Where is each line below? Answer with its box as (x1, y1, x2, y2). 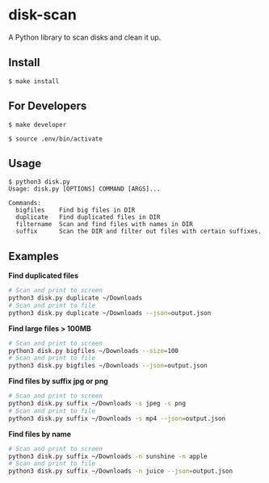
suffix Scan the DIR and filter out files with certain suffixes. (15, 228, 263, 236)
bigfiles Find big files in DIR (15, 206, 136, 215)
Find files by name (8, 429, 71, 439)
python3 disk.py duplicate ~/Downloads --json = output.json (8, 309, 212, 317)
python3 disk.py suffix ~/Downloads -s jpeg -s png (8, 400, 186, 408)
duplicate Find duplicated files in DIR (15, 213, 161, 221)
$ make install (8, 77, 60, 86)
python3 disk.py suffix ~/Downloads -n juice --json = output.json (8, 467, 233, 476)
